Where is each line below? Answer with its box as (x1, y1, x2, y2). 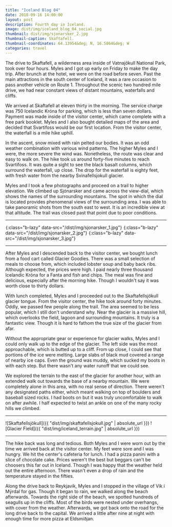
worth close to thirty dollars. (5, 283, 65, 289)
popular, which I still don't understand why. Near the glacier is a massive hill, (5, 309, 166, 315)
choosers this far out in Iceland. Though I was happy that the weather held (5, 462, 162, 468)
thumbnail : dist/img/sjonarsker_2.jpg (5, 31, 88, 36)
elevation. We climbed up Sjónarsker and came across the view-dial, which (5, 188, 164, 194)
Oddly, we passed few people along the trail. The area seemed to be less (5, 303, 159, 309)
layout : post (5, 17, 33, 22)
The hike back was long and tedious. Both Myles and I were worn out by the (5, 440, 165, 446)
